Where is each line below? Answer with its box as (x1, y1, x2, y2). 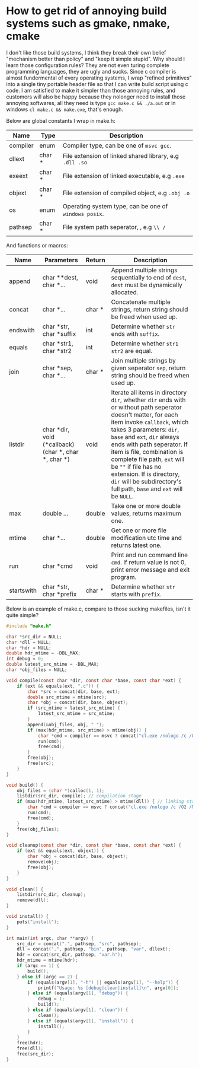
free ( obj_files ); (17, 826, 60, 832)
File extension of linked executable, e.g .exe (62, 171, 185, 180)
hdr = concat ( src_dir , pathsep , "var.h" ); (17, 952, 123, 958)
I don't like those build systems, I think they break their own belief (6, 49, 166, 56)
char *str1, (42, 339, 73, 348)
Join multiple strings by (111, 356, 176, 364)
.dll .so (62, 159, 88, 166)
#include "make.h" (6, 623, 52, 629)
